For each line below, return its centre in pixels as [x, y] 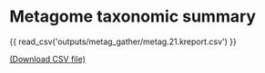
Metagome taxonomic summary [133, 17]
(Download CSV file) [48, 59]
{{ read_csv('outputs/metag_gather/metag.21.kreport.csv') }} [123, 41]
